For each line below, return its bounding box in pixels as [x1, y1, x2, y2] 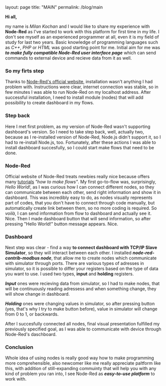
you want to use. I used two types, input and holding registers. [5, 271, 134, 277]
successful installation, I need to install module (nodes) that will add [5, 94, 144, 101]
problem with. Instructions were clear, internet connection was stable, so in [5, 84, 159, 90]
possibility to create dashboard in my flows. [5, 100, 94, 106]
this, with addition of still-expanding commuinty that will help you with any [5, 366, 157, 372]
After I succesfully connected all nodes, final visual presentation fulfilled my [5, 321, 160, 327]
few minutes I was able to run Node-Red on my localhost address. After [5, 89, 151, 95]
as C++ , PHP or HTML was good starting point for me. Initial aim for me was [5, 45, 160, 50]
